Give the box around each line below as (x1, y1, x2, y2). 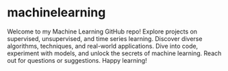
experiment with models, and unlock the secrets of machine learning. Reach (7, 49, 222, 57)
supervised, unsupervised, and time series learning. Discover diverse (7, 34, 203, 42)
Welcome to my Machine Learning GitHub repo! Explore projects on (7, 27, 197, 35)
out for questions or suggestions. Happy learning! (7, 56, 147, 64)
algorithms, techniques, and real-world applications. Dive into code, (7, 42, 199, 50)
